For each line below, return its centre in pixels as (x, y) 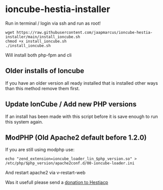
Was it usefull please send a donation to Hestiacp (57, 182)
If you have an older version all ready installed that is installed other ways (82, 83)
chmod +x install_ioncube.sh (36, 41)
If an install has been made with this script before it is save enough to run (82, 116)
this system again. (24, 121)
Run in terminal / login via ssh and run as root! (53, 23)
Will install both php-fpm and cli (38, 55)
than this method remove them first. (43, 88)
